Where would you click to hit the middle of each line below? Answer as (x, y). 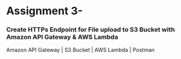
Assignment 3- (45, 11)
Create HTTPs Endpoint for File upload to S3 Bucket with (91, 30)
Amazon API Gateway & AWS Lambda (62, 37)
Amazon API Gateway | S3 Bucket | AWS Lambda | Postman (81, 50)
